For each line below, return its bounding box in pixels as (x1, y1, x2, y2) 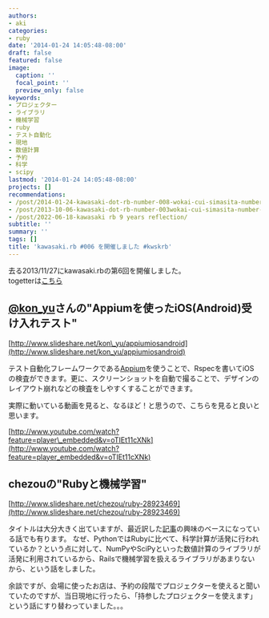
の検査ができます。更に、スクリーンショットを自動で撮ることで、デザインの (8, 374, 259, 383)
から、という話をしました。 (8, 564, 100, 574)
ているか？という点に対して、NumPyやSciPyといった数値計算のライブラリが (8, 544, 261, 554)
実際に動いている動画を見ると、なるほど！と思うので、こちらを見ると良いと (8, 400, 260, 410)
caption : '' (15, 71, 56, 79)
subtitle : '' (8, 220, 52, 228)
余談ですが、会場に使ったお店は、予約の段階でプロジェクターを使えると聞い (8, 581, 260, 591)
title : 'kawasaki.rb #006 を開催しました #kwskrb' (8, 243, 172, 251)
